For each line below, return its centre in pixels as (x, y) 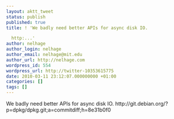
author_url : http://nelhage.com (45, 60)
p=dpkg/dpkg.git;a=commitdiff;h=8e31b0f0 (59, 110)
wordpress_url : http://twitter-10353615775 (60, 71)
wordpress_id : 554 (28, 65)
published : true (26, 22)
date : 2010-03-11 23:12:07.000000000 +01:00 (61, 76)
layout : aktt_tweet (30, 11)
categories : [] (25, 82)
